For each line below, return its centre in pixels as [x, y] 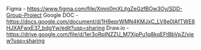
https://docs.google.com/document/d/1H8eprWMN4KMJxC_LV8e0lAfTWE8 [101, 21]
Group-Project [24, 15]
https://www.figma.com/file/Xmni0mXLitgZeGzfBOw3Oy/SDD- [105, 9]
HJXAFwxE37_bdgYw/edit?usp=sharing [56, 28]
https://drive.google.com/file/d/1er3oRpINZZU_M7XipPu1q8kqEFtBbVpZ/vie [100, 34]
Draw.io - [117, 28]
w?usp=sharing [26, 41]
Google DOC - [61, 15]
